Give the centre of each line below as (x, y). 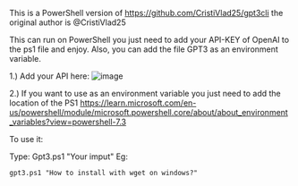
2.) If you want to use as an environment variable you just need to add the (145, 93)
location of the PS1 (44, 103)
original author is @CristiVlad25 (68, 22)
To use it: (26, 139)
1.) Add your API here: (49, 76)
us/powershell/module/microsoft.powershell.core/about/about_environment (149, 112)
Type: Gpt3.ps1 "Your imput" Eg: (68, 156)
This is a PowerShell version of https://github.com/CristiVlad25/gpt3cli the (146, 13)
